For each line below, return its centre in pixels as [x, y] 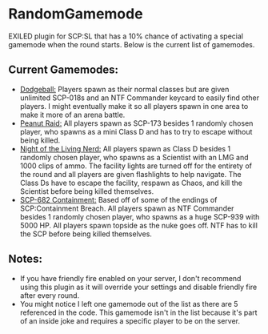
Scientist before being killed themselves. [87, 191]
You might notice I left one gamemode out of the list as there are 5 [129, 304]
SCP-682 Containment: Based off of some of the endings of [118, 199]
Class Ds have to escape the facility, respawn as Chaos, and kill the [131, 183]
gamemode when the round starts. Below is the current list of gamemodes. [132, 44]
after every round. [50, 295]
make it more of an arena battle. [72, 115]
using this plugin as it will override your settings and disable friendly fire [138, 287]
